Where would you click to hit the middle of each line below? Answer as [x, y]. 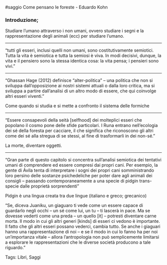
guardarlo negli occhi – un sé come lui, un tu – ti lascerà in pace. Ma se [78, 211]
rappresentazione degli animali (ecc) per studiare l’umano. [65, 36]
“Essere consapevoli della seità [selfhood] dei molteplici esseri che [74, 120]
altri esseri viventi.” [25, 96]
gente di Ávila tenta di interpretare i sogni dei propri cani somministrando [80, 170]
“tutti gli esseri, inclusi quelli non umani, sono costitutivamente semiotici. [80, 50]
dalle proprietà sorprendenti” [49, 186]
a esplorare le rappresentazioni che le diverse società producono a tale [78, 242]
